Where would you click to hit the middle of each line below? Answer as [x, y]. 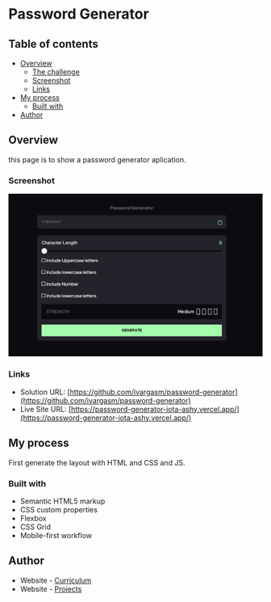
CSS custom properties [59, 509]
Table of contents [53, 44]
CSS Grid [35, 527]
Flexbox [33, 518]
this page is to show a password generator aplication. [98, 159]
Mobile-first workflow [56, 535]
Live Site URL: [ [46, 409]
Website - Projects [51, 589]
